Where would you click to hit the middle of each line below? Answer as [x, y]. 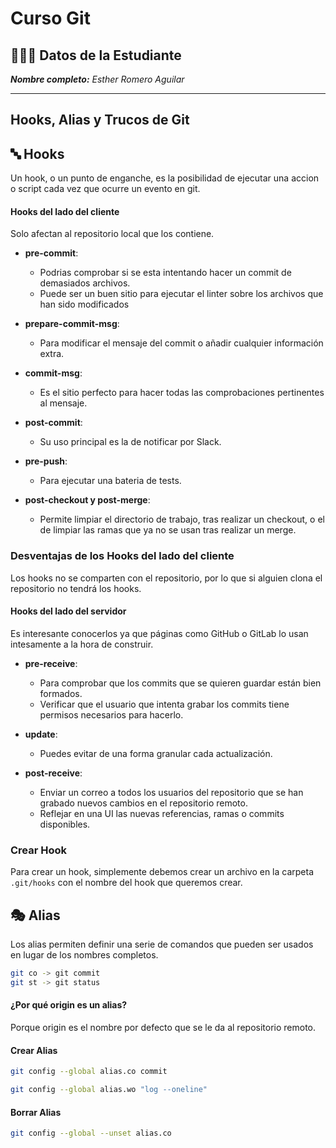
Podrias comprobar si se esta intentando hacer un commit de [165, 273]
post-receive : [53, 773]
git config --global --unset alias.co [91, 1133]
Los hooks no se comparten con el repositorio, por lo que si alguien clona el [166, 578]
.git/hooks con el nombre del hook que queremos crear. [126, 883]
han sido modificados [84, 304]
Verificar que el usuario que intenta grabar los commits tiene [164, 704]
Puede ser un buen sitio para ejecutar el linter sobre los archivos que [181, 294]
